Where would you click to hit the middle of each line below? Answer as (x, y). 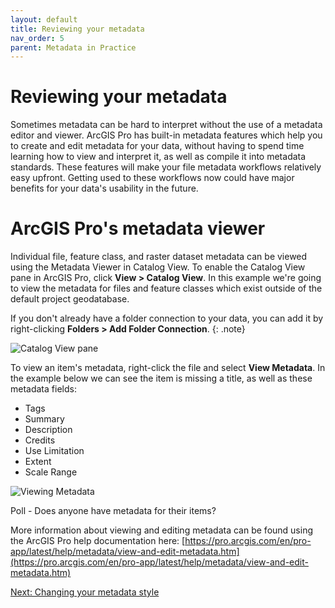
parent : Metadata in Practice (73, 47)
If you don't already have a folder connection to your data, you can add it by (167, 318)
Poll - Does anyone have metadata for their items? (113, 511)
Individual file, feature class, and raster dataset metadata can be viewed (159, 257)
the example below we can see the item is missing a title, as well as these (161, 378)
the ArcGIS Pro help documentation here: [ (98, 541)
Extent (38, 462)
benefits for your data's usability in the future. (104, 188)
